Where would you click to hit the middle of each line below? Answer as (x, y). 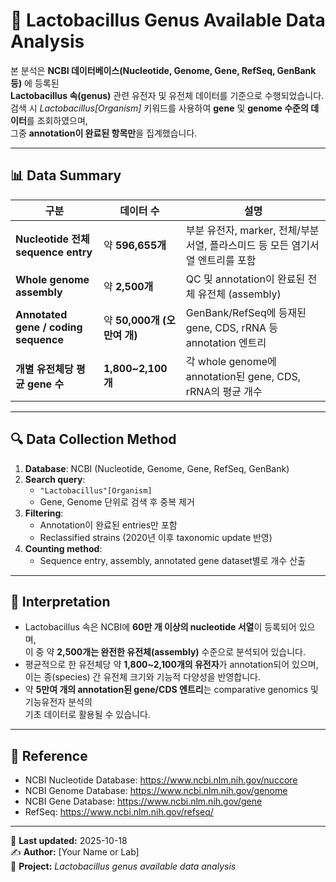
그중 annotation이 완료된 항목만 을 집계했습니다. (104, 133)
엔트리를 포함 (227, 260)
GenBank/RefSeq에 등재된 (246, 312)
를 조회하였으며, (57, 120)
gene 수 (46, 384)
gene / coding (49, 327)
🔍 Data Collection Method (93, 439)
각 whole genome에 (231, 361)
